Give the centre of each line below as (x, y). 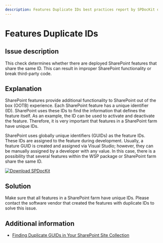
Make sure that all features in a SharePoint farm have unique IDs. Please (77, 198)
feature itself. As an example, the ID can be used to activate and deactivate (80, 116)
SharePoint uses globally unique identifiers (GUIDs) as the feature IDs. (75, 136)
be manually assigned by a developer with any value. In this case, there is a (80, 151)
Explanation (24, 89)
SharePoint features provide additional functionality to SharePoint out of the (81, 101)
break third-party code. (28, 73)
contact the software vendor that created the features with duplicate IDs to (80, 203)
